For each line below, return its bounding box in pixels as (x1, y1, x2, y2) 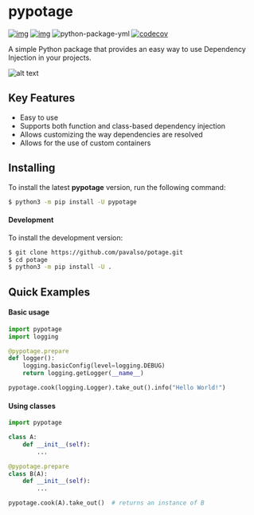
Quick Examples (8, 285, 91, 299)
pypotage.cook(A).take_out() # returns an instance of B (8, 499, 205, 507)
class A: (8, 434, 37, 442)
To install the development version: (8, 232, 123, 242)
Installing (8, 161, 56, 175)
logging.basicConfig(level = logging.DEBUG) (22, 362, 166, 370)
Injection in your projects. (8, 53, 92, 62)
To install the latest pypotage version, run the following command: (8, 182, 226, 192)
